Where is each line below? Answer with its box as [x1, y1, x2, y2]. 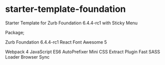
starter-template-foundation [5, 3, 126, 15]
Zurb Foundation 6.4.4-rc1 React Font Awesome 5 [5, 39, 107, 45]
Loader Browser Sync [5, 54, 50, 60]
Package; [5, 29, 25, 35]
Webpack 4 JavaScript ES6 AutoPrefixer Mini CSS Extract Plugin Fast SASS [5, 49, 161, 55]
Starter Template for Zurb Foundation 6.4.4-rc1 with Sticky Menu [5, 20, 138, 26]
